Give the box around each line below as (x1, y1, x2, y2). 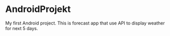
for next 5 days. (5, 25, 38, 31)
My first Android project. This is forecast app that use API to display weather (5, 20, 165, 26)
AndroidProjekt (5, 3, 71, 15)
